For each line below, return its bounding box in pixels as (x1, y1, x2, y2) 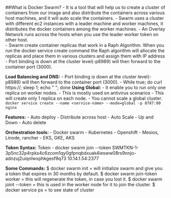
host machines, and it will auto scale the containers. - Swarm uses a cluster (5, 15, 164, 21)
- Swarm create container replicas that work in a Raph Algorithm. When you (5, 42, 164, 48)
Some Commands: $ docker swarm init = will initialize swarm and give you (5, 165, 163, 171)
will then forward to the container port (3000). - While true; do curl (22, 79, 162, 85)
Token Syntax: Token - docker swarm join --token (5, 145, 111, 151)
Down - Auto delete (5, 120, 46, 125)
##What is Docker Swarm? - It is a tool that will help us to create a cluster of (5, 5, 165, 10)
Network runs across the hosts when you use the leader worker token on (5, 32, 159, 37)
